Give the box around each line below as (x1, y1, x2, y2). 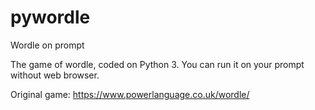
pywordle (10, 6, 91, 29)
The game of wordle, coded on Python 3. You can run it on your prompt (10, 58, 305, 70)
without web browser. (10, 69, 100, 81)
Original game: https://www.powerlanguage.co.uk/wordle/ (10, 88, 250, 100)
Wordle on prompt (10, 39, 85, 51)
